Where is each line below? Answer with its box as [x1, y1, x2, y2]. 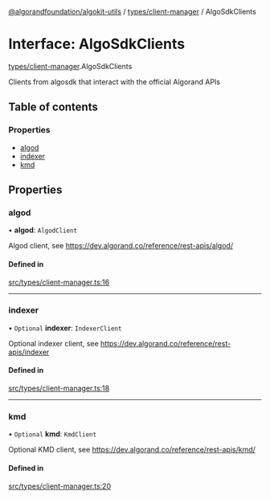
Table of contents [8, 100, 98, 114]
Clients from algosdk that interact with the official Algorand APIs [8, 76, 221, 87]
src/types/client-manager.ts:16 [8, 277, 110, 287]
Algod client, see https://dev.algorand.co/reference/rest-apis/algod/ [8, 241, 234, 251]
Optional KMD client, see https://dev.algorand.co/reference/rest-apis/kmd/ [8, 445, 256, 455]
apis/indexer [8, 347, 50, 357]
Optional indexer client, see [8, 338, 99, 348]
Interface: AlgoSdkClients [8, 35, 186, 53]
